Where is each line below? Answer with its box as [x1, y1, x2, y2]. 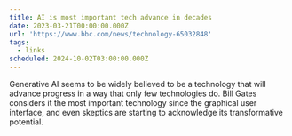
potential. [9, 116, 44, 127]
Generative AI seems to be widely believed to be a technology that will [9, 79, 266, 89]
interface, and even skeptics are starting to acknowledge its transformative [9, 108, 284, 117]
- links [17, 46, 46, 55]
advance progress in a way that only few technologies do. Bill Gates [9, 88, 257, 99]
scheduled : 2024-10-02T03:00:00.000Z [9, 54, 149, 63]
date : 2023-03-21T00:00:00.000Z [9, 21, 129, 30]
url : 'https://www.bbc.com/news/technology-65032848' [9, 29, 213, 38]
